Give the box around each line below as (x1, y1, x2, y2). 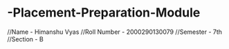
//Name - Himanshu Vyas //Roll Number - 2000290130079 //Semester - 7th (7, 28, 223, 36)
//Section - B (7, 35, 44, 43)
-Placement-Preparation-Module (7, 5, 201, 21)
